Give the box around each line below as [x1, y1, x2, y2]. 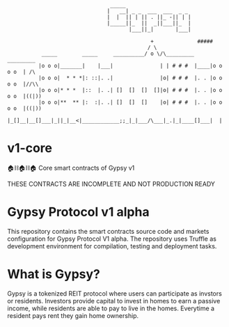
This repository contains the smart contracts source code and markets [7, 227, 210, 235]
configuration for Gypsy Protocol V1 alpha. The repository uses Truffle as [7, 234, 217, 243]
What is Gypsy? [7, 266, 101, 282]
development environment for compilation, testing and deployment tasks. [7, 241, 217, 250]
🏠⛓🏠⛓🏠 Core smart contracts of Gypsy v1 [7, 163, 135, 172]
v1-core [7, 141, 53, 156]
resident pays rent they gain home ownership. [7, 311, 139, 319]
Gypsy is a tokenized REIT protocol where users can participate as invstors [7, 289, 223, 298]
